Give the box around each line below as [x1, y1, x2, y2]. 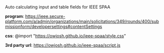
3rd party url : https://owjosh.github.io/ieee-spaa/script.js [5, 42, 121, 48]
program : [5, 13, 24, 19]
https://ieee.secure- [25, 13, 65, 19]
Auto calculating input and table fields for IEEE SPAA [5, 4, 111, 10]
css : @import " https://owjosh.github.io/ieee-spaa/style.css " [5, 33, 126, 39]
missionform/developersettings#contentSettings [5, 24, 102, 29]
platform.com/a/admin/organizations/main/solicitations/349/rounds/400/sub [5, 19, 159, 24]
